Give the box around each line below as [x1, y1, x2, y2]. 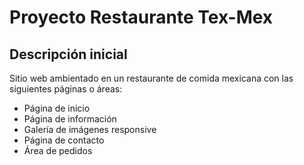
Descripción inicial [9, 46, 128, 63]
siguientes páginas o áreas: [9, 83, 123, 95]
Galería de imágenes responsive [23, 124, 157, 135]
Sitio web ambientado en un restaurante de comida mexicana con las [9, 72, 294, 84]
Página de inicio [23, 102, 91, 114]
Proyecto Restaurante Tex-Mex [9, 6, 274, 29]
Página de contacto [23, 134, 105, 146]
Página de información [23, 113, 117, 125]
